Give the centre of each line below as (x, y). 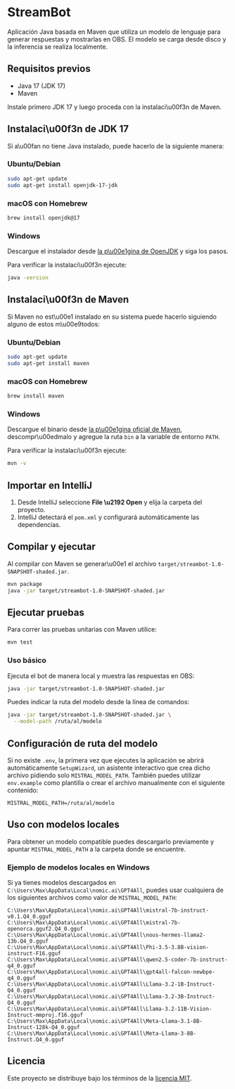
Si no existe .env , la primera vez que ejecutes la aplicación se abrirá (106, 760)
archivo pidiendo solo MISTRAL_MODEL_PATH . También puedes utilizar (104, 775)
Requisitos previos (49, 69)
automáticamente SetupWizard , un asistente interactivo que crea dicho (109, 768)
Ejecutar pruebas (46, 612)
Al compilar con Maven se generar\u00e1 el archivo (82, 563)
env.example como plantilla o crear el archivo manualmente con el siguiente (116, 782)
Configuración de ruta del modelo (83, 743)
